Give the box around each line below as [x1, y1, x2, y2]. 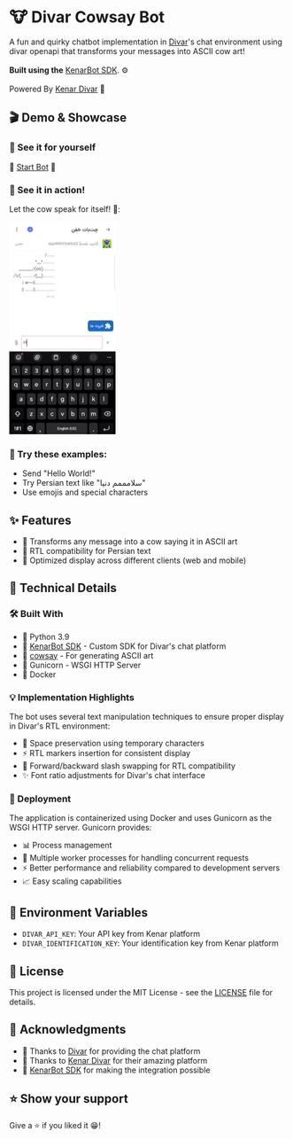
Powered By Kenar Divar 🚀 [9, 83, 105, 94]
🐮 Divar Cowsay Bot [9, 7, 166, 27]
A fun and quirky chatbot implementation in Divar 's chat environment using [9, 36, 283, 47]
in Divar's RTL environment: [9, 721, 111, 731]
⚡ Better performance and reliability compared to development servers [21, 862, 281, 873]
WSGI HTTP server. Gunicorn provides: [9, 823, 152, 833]
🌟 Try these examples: [9, 448, 108, 460]
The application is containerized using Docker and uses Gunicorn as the [9, 813, 273, 823]
